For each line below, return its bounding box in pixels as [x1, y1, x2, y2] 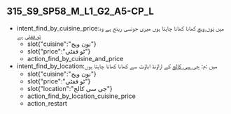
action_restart [27, 99, 68, 107]
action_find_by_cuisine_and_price [27, 54, 124, 63]
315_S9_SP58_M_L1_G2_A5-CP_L [6, 6, 155, 17]
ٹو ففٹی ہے [16, 31, 41, 40]
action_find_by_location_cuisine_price [27, 92, 136, 100]
